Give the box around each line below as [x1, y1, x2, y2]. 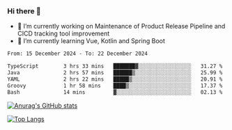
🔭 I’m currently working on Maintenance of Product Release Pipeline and [17, 22, 226, 31]
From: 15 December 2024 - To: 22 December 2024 [7, 50, 148, 58]
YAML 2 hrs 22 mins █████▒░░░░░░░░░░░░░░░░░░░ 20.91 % [7, 76, 223, 83]
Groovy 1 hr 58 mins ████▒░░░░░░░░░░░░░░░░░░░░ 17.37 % [7, 82, 223, 89]
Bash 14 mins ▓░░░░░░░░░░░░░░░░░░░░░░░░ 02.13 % [7, 88, 223, 96]
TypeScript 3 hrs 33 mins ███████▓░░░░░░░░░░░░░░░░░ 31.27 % [7, 63, 223, 70]
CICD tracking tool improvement [17, 29, 110, 38]
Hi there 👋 [7, 6, 42, 16]
